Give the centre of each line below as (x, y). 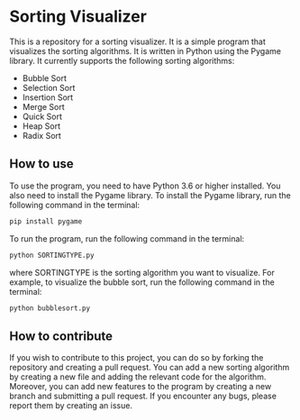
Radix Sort (41, 135)
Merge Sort (43, 106)
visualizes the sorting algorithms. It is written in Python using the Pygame (145, 50)
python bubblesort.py (50, 308)
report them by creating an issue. (71, 406)
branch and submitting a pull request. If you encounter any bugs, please (143, 396)
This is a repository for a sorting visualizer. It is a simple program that (137, 41)
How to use (41, 164)
